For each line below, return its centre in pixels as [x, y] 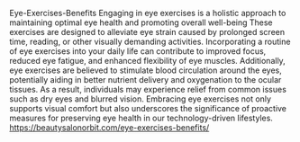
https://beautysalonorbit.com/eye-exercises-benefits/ [109, 128]
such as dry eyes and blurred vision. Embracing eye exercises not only [141, 99]
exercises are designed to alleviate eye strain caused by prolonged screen [147, 32]
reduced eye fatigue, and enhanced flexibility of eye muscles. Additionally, [147, 61]
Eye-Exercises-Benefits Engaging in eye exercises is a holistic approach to [148, 13]
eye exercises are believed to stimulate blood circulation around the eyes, [145, 70]
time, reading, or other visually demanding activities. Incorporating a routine [150, 41]
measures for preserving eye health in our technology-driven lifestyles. [141, 118]
